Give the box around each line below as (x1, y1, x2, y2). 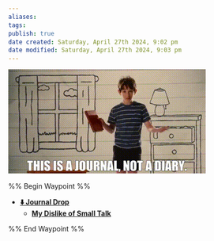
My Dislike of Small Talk (31, 208, 112, 218)
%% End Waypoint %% (8, 224, 84, 234)
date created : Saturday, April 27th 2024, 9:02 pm (8, 38, 178, 46)
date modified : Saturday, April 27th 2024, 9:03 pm (8, 46, 182, 55)
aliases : (8, 13, 37, 21)
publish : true (8, 29, 55, 37)
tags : (8, 21, 26, 29)
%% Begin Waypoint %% (8, 182, 91, 191)
